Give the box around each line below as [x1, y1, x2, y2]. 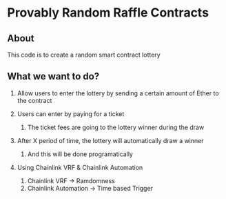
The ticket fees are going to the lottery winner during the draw [27, 123, 205, 131]
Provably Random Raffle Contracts [7, 5, 209, 21]
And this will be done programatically [27, 150, 133, 158]
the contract [17, 96, 52, 104]
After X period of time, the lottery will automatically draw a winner [17, 136, 205, 144]
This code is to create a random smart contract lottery [7, 50, 161, 59]
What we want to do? [7, 70, 100, 82]
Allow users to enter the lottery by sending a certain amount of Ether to [17, 88, 219, 97]
